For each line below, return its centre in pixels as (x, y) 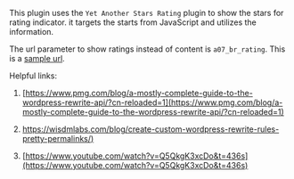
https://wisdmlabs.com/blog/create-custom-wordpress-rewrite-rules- (151, 129)
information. (32, 32)
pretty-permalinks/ (57, 138)
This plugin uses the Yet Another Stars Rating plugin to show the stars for (147, 13)
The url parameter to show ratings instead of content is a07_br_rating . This (147, 49)
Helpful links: (33, 76)
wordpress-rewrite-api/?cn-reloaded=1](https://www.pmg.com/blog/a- (152, 102)
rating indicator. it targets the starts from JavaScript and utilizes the (133, 22)
